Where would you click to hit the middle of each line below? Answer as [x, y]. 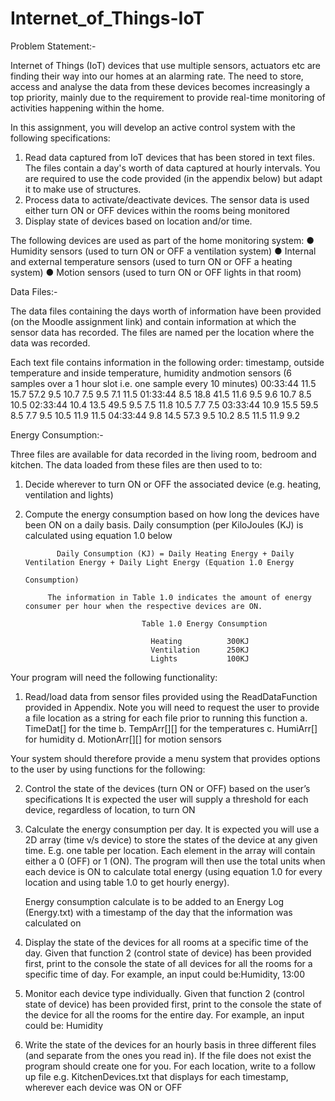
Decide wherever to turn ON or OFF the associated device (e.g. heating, [173, 484]
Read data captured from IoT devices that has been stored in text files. [169, 157]
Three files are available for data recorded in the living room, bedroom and [163, 454]
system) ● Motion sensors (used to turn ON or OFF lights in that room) [156, 272]
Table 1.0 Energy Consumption [204, 623]
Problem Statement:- [53, 46]
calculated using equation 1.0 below [98, 535]
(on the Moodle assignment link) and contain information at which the [153, 321]
